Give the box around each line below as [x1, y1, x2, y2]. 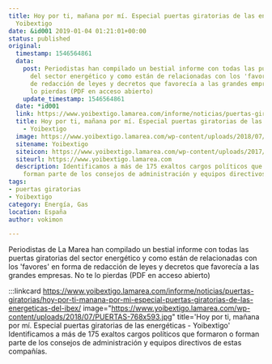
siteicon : [15, 148, 49, 156]
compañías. [8, 346, 48, 357]
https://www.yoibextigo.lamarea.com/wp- [111, 303, 251, 313]
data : [15, 58, 35, 66]
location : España [8, 208, 67, 216]
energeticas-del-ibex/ [8, 303, 82, 313]
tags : [8, 178, 27, 186]
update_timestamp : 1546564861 [23, 95, 125, 103]
